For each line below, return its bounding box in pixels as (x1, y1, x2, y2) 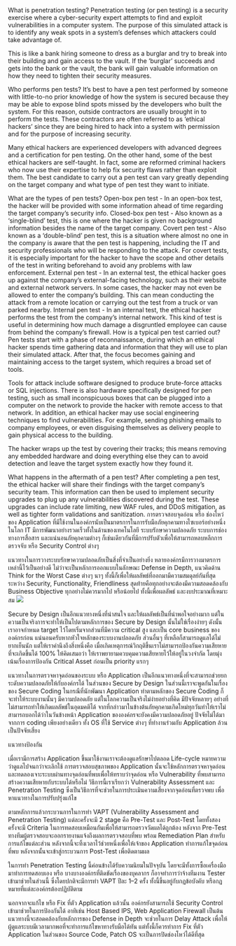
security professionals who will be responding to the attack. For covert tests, (8, 246, 229, 254)
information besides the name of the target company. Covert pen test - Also (8, 224, 227, 232)
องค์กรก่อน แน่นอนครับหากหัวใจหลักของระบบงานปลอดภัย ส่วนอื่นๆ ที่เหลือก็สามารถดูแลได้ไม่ (8, 634, 221, 641)
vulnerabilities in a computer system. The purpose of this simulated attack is (8, 21, 228, 29)
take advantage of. (8, 36, 62, 44)
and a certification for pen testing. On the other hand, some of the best (8, 151, 213, 159)
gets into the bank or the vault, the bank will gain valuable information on (8, 64, 218, 72)
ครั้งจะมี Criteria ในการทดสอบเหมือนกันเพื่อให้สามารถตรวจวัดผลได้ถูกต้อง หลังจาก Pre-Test (8, 823, 227, 832)
